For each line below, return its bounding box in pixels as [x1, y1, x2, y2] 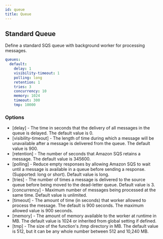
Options [5, 114, 24, 121]
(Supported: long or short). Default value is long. [12, 171, 109, 178]
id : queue [5, 7, 25, 12]
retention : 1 [14, 80, 40, 85]
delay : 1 [14, 66, 32, 71]
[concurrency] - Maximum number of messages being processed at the [12, 187, 156, 193]
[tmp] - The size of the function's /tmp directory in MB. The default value [12, 223, 159, 229]
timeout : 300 [14, 98, 40, 103]
